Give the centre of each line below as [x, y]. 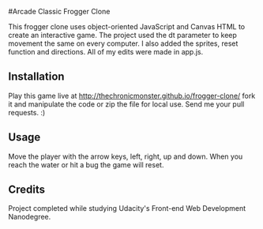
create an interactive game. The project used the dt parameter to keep [122, 35]
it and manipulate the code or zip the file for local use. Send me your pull [126, 104]
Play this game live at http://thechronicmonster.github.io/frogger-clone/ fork [132, 96]
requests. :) [27, 112]
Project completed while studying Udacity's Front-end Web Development [127, 208]
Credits [27, 190]
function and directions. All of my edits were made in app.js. [106, 52]
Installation [36, 77]
